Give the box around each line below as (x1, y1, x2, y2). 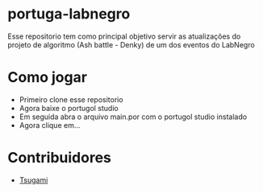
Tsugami (19, 175, 48, 185)
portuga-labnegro (7, 5, 131, 23)
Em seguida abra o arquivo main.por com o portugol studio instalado (19, 112, 248, 121)
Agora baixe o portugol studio (19, 103, 119, 113)
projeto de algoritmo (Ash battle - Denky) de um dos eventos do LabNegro (7, 39, 255, 49)
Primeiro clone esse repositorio (19, 94, 123, 105)
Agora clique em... (19, 120, 81, 129)
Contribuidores (7, 149, 112, 167)
